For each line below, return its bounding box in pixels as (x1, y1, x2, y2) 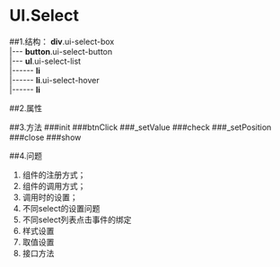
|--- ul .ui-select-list (9, 56, 82, 66)
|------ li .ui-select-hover (9, 74, 101, 85)
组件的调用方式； (22, 180, 86, 191)
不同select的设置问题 (22, 202, 101, 213)
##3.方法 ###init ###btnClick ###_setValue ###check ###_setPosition (9, 122, 272, 133)
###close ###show (9, 132, 82, 142)
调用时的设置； (22, 192, 78, 202)
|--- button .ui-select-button (9, 46, 113, 56)
